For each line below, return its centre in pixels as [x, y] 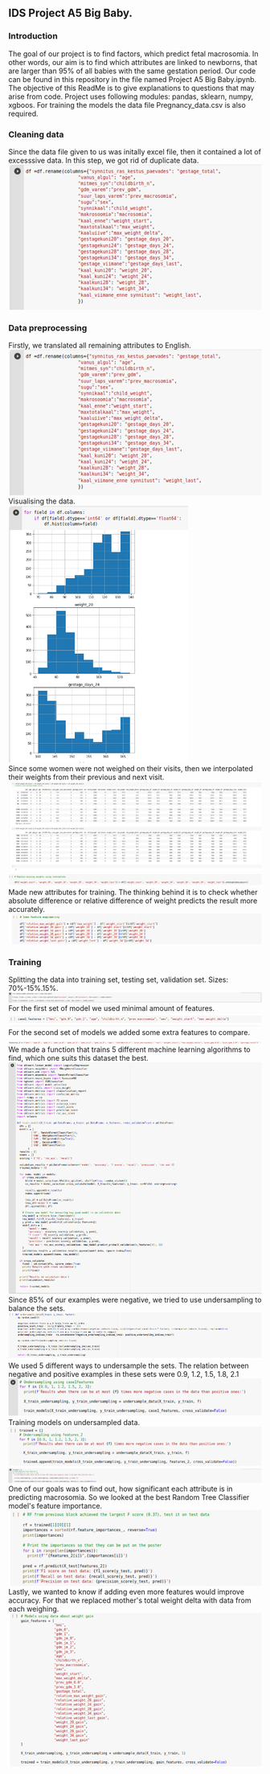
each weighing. [34, 1608]
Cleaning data [36, 134]
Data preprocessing [48, 328]
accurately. [27, 909]
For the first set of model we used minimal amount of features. [112, 1008]
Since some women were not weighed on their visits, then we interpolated [131, 768]
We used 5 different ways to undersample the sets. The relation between [129, 1365]
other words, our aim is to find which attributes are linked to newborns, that [133, 62]
